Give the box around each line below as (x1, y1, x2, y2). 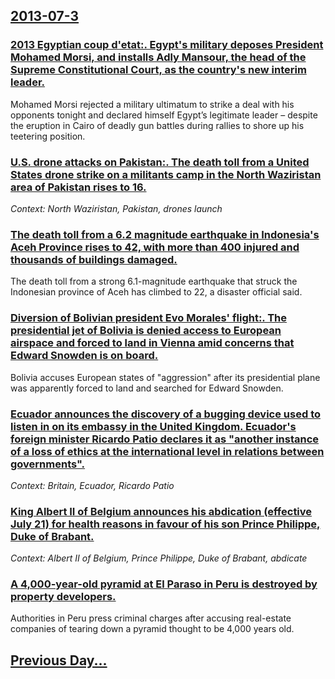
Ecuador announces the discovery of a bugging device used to (10, 407, 321, 421)
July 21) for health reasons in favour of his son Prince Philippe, (10, 517, 321, 531)
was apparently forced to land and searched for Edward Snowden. (10, 382, 284, 394)
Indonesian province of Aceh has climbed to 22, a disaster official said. (10, 286, 303, 298)
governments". (10, 457, 86, 471)
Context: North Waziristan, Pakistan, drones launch (10, 202, 223, 214)
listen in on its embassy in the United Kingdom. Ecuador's (10, 419, 297, 433)
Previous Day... (10, 652, 108, 669)
